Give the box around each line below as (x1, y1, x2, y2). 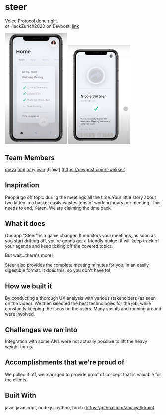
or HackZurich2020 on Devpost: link (5, 23, 79, 29)
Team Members (5, 154, 55, 162)
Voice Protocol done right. (5, 18, 58, 24)
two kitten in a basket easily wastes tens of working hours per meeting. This (5, 199, 161, 205)
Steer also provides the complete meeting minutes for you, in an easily (5, 262, 149, 268)
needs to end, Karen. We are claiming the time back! (5, 205, 112, 211)
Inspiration (5, 181, 40, 190)
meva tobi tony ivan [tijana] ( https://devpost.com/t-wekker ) (5, 166, 126, 172)
